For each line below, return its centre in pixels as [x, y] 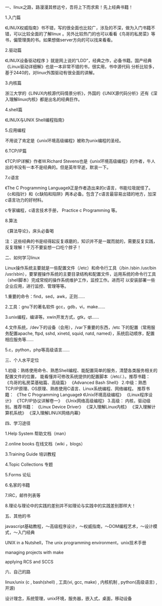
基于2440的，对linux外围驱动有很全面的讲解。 [51, 73]
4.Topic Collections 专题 [29, 464]
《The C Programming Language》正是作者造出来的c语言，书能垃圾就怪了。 [79, 188]
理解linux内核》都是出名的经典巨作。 [45, 99]
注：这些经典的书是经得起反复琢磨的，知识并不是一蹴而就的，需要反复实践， [81, 241]
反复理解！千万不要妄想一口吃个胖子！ [43, 247]
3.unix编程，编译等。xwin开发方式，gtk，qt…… [52, 317]
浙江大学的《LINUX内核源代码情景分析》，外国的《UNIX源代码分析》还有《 [79, 93]
